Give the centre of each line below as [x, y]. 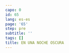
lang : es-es [18, 19]
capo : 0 [13, 10]
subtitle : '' [19, 33]
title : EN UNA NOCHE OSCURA [35, 43]
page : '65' [17, 24]
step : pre [16, 29]
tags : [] [14, 38]
